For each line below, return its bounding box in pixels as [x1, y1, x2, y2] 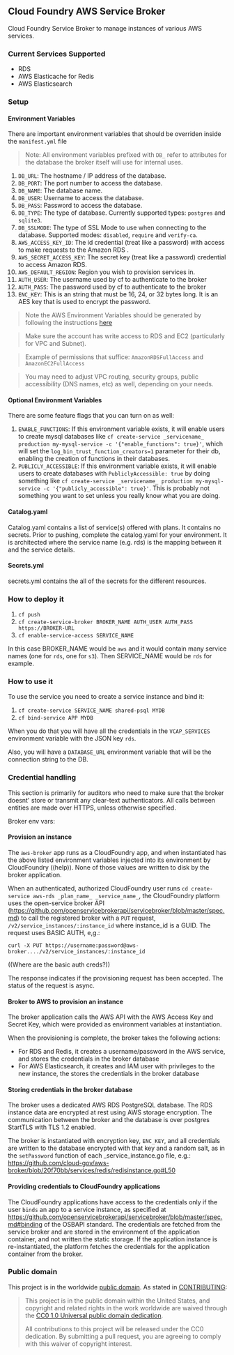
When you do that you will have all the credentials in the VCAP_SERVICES [8, 727, 211, 735]
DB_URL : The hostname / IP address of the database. [17, 172, 166, 180]
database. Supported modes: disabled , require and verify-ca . [17, 231, 198, 239]
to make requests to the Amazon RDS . [17, 245, 130, 254]
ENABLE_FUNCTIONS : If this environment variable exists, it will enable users [17, 425, 225, 433]
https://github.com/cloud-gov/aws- [8, 1159, 109, 1167]
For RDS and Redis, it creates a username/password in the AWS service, [17, 1047, 226, 1056]
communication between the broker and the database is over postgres [8, 1116, 210, 1124]
